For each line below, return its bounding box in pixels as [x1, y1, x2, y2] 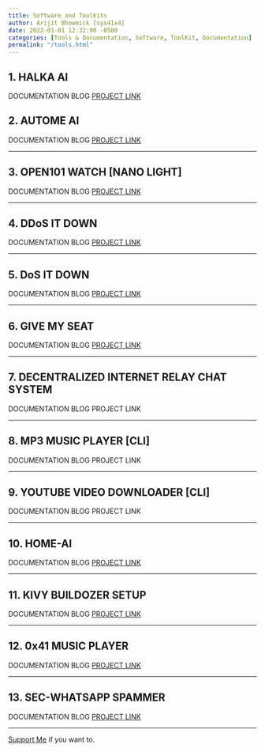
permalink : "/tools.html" [8, 41, 93, 49]
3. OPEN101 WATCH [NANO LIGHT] [8, 165, 182, 179]
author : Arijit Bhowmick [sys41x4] [8, 19, 125, 27]
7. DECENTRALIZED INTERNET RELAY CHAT [8, 371, 227, 384]
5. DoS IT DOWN [8, 268, 90, 282]
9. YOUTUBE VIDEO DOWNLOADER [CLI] [8, 486, 211, 499]
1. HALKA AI [8, 70, 69, 84]
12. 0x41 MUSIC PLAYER [8, 640, 129, 653]
